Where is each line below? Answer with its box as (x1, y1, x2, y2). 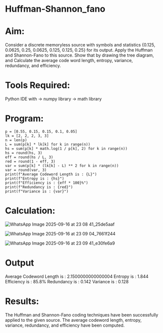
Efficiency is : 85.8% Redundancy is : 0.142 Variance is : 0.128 (5, 278, 129, 284)
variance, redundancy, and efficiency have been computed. (5, 322, 125, 328)
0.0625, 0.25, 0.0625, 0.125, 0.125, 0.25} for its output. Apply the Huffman (5, 47, 153, 53)
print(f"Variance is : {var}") (5, 189, 69, 194)
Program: (5, 113, 44, 124)
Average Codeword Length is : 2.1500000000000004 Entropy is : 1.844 (5, 273, 149, 279)
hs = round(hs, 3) (5, 150, 42, 155)
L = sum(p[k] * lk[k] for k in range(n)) (5, 142, 91, 147)
